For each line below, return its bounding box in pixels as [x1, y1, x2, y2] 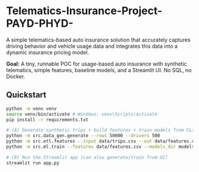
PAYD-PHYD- [6, 17, 74, 30]
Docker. [6, 73, 25, 80]
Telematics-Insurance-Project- [6, 4, 163, 18]
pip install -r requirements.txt [6, 116, 89, 122]
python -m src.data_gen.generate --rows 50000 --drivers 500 [6, 133, 161, 139]
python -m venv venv [6, 105, 57, 112]
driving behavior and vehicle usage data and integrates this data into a [6, 43, 178, 50]
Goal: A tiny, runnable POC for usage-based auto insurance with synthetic [6, 60, 188, 67]
